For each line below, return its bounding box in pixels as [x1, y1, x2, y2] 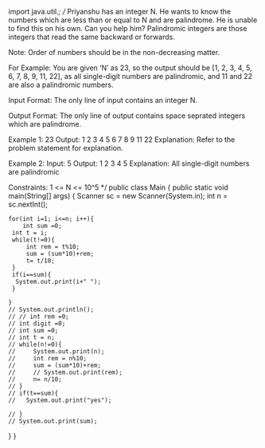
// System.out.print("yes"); [8, 396, 112, 404]
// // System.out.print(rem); [8, 368, 123, 376]
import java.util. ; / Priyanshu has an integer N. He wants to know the [8, 7, 232, 16]
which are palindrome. [8, 120, 82, 128]
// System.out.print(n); [8, 348, 105, 356]
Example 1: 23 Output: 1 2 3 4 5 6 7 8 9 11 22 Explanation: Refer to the [8, 135, 236, 144]
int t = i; [11, 229, 48, 237]
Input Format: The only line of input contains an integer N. [8, 96, 197, 104]
